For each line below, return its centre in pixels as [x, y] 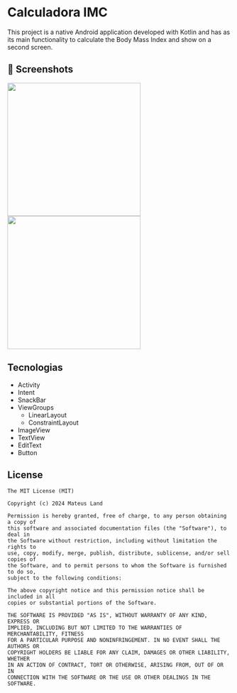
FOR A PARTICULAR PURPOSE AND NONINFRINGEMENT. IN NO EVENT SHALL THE [114, 640]
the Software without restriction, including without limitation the [112, 541]
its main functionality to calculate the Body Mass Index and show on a [109, 39]
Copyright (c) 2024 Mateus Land [55, 504]
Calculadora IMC [57, 12]
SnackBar [32, 400]
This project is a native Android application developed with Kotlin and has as [119, 32]
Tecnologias [35, 367]
